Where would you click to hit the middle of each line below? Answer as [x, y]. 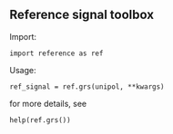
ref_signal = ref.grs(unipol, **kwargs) [87, 86]
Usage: [23, 70]
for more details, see [48, 103]
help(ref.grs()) [40, 120]
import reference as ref [56, 53]
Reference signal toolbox [82, 15]
